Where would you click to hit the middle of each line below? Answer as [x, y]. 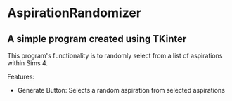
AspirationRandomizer [75, 13]
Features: [21, 76]
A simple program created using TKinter [97, 39]
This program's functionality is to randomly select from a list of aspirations [115, 55]
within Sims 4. [27, 63]
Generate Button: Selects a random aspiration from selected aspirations [121, 90]
